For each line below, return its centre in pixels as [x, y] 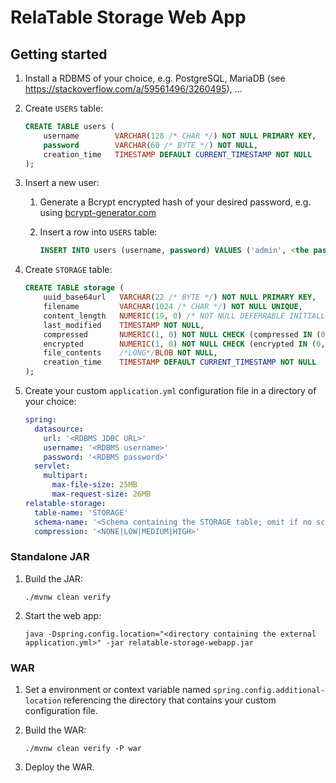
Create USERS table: [64, 108]
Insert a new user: [62, 183]
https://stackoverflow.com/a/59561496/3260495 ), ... [133, 89]
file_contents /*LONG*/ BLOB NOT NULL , [130, 353]
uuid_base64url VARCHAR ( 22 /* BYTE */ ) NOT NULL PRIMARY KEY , [180, 297]
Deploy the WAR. [59, 767]
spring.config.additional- [269, 690]
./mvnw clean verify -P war [83, 748]
